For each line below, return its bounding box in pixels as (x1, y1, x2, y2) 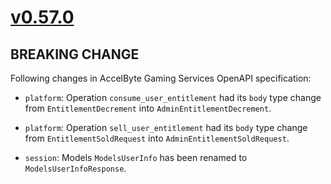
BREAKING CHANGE (10, 46, 140, 63)
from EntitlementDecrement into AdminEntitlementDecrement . (24, 102, 272, 114)
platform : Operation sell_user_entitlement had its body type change (24, 122, 308, 133)
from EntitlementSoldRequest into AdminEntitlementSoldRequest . (24, 132, 290, 144)
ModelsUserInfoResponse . (24, 162, 127, 174)
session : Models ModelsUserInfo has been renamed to (24, 152, 248, 163)
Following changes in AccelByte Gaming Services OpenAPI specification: (10, 72, 312, 84)
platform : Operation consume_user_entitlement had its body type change (24, 92, 322, 103)
